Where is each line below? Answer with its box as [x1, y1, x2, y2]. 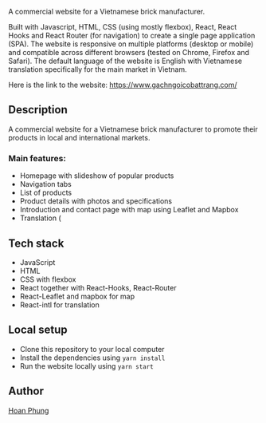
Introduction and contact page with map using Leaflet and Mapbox [19, 205, 239, 215]
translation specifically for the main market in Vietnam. [8, 65, 187, 74]
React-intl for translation [19, 299, 100, 310]
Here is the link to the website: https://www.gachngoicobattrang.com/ [8, 80, 237, 89]
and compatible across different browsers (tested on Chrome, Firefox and [8, 48, 249, 57]
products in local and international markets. [8, 132, 151, 142]
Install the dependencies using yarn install [19, 353, 166, 362]
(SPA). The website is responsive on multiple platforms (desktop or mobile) [8, 39, 254, 49]
